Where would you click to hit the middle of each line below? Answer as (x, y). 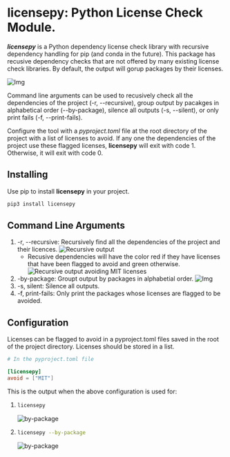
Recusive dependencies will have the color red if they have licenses (124, 257)
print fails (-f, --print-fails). (45, 117)
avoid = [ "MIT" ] (30, 378)
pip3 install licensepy (41, 204)
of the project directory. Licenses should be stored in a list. (91, 346)
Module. (31, 27)
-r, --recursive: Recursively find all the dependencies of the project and (118, 242)
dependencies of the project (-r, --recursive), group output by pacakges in (113, 102)
